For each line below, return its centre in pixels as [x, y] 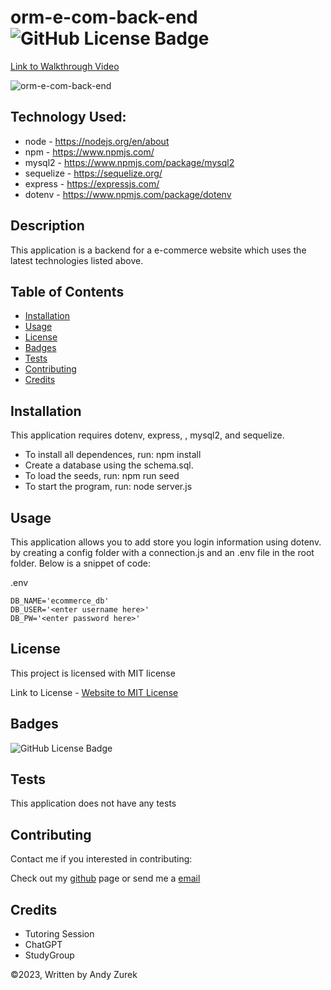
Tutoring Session [59, 934]
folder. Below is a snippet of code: [80, 563]
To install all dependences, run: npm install [113, 455]
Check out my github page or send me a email [105, 878]
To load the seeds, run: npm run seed [102, 476]
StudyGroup [49, 955]
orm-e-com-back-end [104, 17]
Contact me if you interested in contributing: [101, 859]
